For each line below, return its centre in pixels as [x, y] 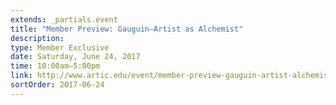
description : [37, 38]
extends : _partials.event [64, 19]
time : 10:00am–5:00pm [55, 66]
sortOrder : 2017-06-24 [57, 85]
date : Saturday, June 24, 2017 [75, 57]
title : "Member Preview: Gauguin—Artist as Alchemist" [127, 29]
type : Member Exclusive [60, 47]
